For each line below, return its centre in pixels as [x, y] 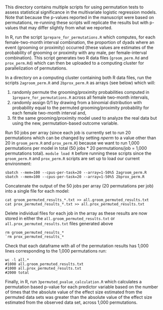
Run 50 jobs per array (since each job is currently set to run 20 [68, 133]
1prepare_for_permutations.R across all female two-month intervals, [81, 97]
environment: [18, 164]
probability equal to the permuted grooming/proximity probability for [81, 108]
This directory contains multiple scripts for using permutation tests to [74, 7]
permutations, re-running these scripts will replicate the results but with [77, 22]
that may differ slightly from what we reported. [66, 28]
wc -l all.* [17, 260]
